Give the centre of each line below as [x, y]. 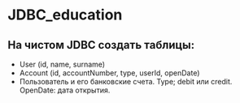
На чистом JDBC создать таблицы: [101, 45]
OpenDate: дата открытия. [65, 90]
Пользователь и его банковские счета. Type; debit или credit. [126, 82]
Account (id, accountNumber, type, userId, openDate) [109, 73]
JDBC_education [65, 15]
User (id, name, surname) [62, 64]
